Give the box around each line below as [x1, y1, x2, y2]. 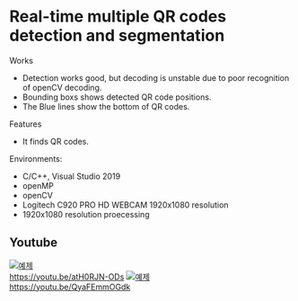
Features [9, 119, 42, 129]
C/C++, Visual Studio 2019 [22, 171, 121, 181]
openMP [22, 180, 54, 190]
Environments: [9, 153, 63, 164]
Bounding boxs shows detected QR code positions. [22, 92, 212, 102]
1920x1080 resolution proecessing [22, 208, 150, 219]
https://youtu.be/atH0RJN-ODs [9, 271, 125, 282]
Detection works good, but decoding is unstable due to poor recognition [22, 72, 290, 83]
